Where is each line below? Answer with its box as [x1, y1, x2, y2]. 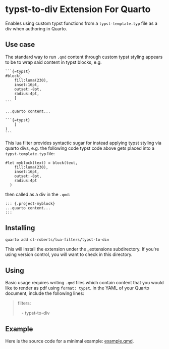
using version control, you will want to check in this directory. [5, 251, 133, 257]
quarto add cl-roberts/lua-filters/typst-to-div [5, 237, 109, 242]
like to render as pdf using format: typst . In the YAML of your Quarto [5, 285, 150, 291]
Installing [5, 224, 35, 232]
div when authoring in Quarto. [5, 25, 67, 31]
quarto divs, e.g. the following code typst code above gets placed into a [5, 145, 155, 151]
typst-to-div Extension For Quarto [5, 4, 151, 15]
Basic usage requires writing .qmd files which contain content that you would [5, 280, 164, 286]
